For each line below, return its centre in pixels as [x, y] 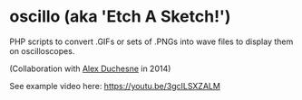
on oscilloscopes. [42, 50]
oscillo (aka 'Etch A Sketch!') [120, 17]
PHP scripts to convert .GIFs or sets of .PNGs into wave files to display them [151, 41]
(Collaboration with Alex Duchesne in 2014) [90, 68]
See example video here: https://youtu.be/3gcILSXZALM [115, 86]
